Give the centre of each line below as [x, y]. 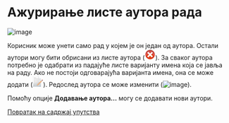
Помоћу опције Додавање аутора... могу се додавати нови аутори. [110, 98]
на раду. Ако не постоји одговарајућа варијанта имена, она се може [110, 72]
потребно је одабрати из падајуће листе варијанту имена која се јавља [115, 65]
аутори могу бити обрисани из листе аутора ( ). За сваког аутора [110, 57]
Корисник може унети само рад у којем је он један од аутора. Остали [113, 45]
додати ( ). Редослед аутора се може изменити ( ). [100, 84]
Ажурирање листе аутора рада [105, 12]
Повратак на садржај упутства [54, 112]
